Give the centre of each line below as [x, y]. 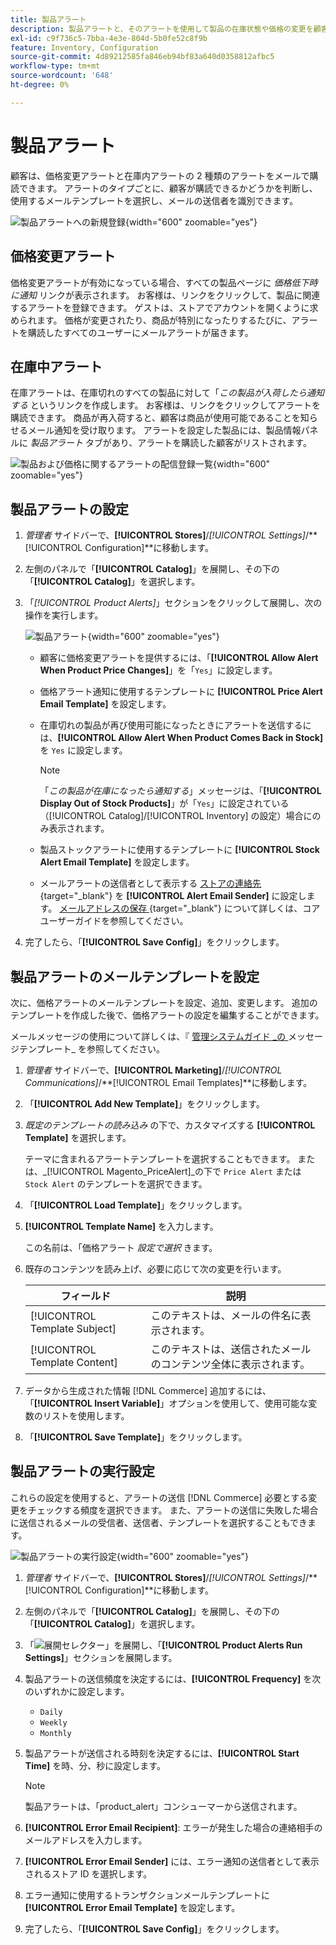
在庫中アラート [56, 366]
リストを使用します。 [86, 1415]
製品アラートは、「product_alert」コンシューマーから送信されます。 [163, 1806]
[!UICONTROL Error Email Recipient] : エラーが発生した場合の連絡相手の [173, 1827]
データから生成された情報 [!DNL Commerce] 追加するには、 [148, 1390]
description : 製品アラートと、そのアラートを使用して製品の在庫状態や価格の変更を [162, 29]
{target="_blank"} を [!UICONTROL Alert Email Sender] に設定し [173, 896]
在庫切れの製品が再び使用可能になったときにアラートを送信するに [175, 725]
